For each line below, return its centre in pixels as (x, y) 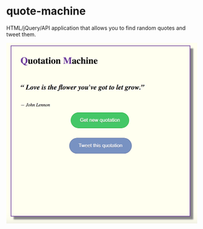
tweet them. (21, 34)
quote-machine (46, 11)
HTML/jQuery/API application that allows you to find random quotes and (96, 28)
